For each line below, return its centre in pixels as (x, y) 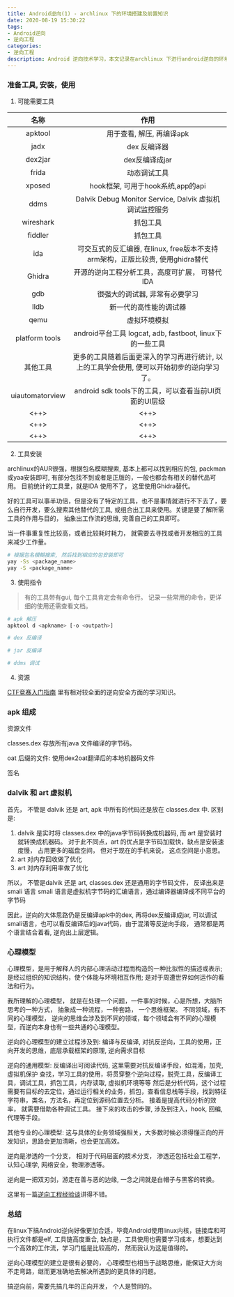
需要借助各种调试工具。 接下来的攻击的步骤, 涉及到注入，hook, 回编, (125, 1109)
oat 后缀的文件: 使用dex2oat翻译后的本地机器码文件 (81, 758)
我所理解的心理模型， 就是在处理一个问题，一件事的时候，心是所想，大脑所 (115, 1001)
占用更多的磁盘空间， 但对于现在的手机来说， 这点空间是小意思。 (131, 850)
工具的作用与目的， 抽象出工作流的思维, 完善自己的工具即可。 (95, 518)
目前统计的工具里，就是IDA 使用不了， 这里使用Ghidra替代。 (107, 486)
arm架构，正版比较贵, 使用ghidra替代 (148, 259)
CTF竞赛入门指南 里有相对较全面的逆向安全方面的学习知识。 (93, 692)
